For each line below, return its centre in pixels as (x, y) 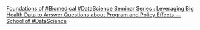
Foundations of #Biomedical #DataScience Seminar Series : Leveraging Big (100, 9)
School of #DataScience (37, 21)
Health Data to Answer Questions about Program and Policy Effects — (94, 15)
